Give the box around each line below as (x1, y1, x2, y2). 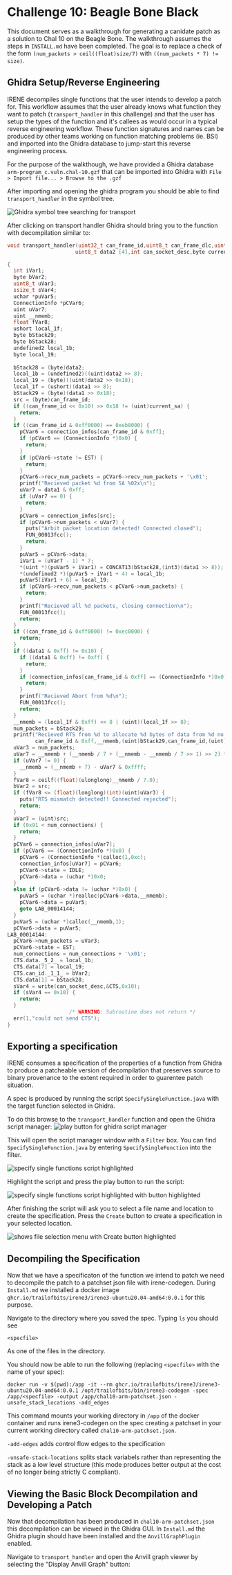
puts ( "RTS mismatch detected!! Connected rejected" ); (19, 796, 177, 803)
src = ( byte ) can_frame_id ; (13, 396, 91, 403)
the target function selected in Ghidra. (7, 1102, 115, 1110)
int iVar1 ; (13, 268, 45, 275)
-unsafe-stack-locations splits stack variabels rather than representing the (7, 1453, 222, 1461)
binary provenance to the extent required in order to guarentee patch (7, 1074, 204, 1082)
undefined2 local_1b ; (13, 345, 76, 351)
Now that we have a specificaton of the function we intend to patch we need (7, 1271, 224, 1280)
